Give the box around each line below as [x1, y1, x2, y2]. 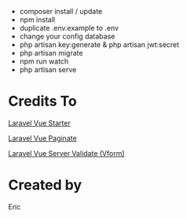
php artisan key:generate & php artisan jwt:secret [19, 40, 179, 49]
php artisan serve [19, 65, 77, 74]
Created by [8, 176, 82, 194]
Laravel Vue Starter [8, 118, 71, 128]
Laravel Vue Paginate [8, 133, 77, 143]
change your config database [19, 31, 115, 41]
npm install [19, 15, 56, 24]
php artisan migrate [19, 49, 83, 57]
